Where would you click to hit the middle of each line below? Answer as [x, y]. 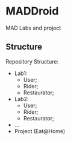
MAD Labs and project [33, 28]
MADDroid [32, 11]
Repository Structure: [32, 61]
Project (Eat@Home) [40, 131]
